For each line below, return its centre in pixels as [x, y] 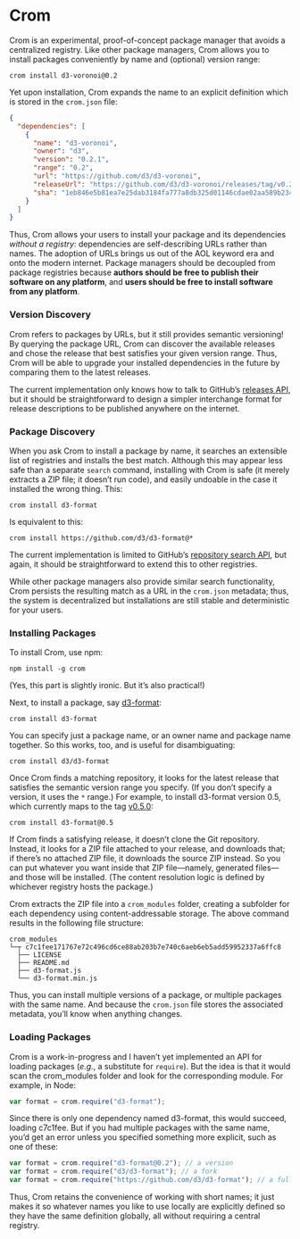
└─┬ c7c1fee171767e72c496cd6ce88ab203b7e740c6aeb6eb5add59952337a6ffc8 [145, 947]
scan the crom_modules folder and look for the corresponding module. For [146, 1076]
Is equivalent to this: [46, 521]
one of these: [33, 1147]
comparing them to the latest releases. [80, 372]
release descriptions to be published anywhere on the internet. [125, 408]
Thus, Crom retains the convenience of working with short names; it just [142, 1197]
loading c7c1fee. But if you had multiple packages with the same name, [140, 1128]
